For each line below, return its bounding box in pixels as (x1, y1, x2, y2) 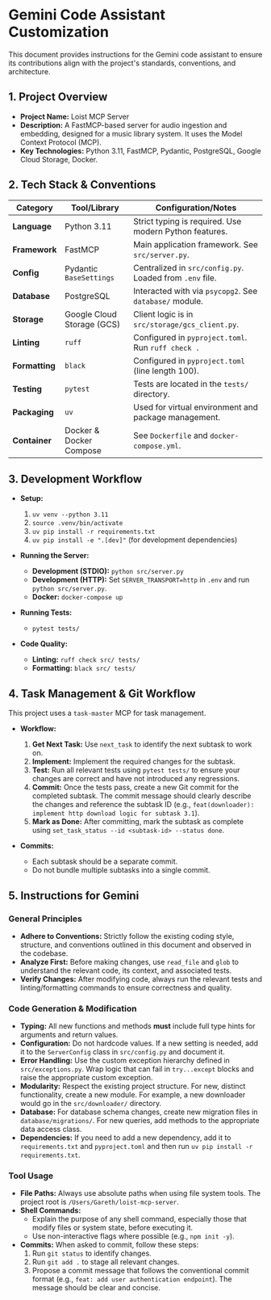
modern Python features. (132, 225, 228, 237)
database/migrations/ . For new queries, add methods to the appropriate (19, 1116, 260, 1125)
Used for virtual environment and (132, 402, 258, 413)
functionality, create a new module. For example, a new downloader (19, 1090, 246, 1100)
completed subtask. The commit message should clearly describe (31, 791, 252, 801)
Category (15, 202, 54, 213)
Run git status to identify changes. (31, 1248, 152, 1258)
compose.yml (132, 441, 179, 450)
